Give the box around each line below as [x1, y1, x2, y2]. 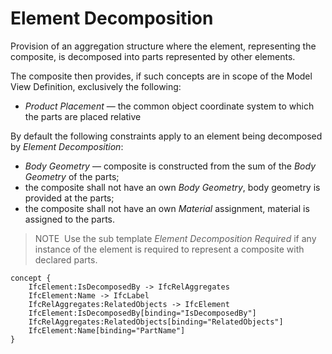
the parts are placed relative [24, 110, 142, 122]
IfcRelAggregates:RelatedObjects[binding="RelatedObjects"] [28, 317, 284, 327]
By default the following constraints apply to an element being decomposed [10, 130, 323, 142]
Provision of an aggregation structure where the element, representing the [10, 40, 317, 52]
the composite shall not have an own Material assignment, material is [24, 202, 310, 214]
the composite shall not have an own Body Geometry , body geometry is [24, 181, 321, 193]
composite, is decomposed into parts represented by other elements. [10, 50, 296, 62]
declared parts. [34, 253, 98, 266]
